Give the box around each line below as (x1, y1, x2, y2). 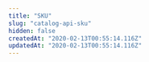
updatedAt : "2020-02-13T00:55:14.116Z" (8, 42, 143, 50)
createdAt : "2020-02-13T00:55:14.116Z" (8, 34, 143, 43)
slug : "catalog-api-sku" (8, 19, 92, 27)
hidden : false (8, 27, 56, 35)
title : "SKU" (8, 11, 52, 20)
